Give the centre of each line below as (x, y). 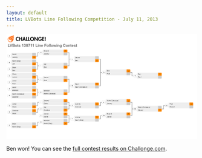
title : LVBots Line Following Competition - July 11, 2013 (82, 19)
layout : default (27, 13)
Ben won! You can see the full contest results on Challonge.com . (87, 148)
